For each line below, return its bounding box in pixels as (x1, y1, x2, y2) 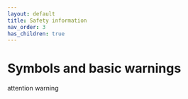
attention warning (7, 84, 59, 93)
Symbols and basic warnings (7, 61, 182, 76)
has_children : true (7, 30, 65, 37)
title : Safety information (7, 17, 87, 24)
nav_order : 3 (7, 23, 46, 30)
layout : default (7, 10, 55, 18)
